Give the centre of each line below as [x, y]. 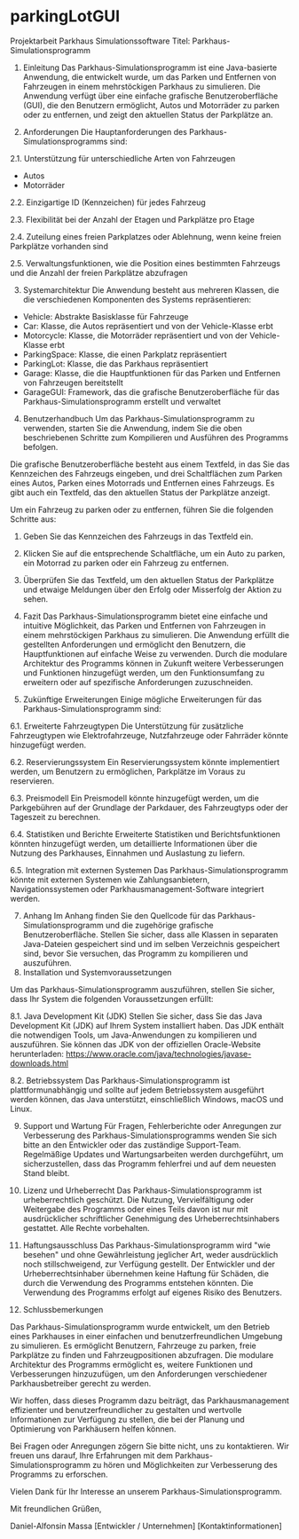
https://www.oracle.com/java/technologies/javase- [159, 1054]
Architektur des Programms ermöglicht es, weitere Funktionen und [132, 1364]
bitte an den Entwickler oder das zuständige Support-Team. [132, 1144]
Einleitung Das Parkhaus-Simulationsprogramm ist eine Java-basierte [150, 67]
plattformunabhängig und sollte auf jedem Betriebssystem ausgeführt [137, 1090]
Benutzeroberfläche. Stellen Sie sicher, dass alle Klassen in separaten [150, 935]
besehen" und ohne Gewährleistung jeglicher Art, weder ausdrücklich [150, 1254]
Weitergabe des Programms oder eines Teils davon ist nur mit [135, 1209]
